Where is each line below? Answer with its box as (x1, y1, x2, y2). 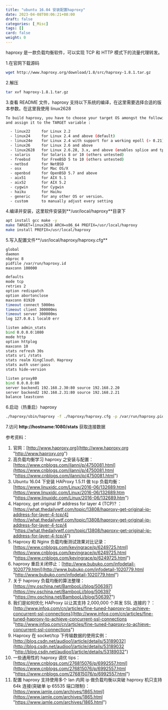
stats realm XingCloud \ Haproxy (5, 357, 73, 363)
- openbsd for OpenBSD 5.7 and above (10, 171, 98, 176)
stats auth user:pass (5, 362, 51, 367)
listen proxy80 (5, 376, 37, 381)
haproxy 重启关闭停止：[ (12, 561, 64, 567)
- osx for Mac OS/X (10, 166, 69, 171)
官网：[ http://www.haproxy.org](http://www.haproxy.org (12, 445, 129, 451)
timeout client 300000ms (5, 307, 57, 312)
